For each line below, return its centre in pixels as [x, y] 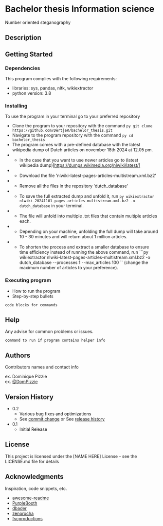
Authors [18, 355]
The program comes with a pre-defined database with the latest [76, 145]
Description [23, 38]
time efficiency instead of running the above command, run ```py [84, 252]
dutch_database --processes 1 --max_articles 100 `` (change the [84, 263]
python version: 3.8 [31, 93]
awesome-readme [30, 498]
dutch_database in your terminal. [52, 206]
